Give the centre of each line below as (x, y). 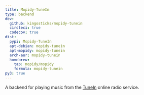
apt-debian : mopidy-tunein (37, 46)
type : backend (20, 14)
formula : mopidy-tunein (38, 69)
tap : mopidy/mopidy (34, 64)
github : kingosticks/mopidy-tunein (46, 23)
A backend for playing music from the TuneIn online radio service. (72, 87)
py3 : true (15, 73)
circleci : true (25, 28)
